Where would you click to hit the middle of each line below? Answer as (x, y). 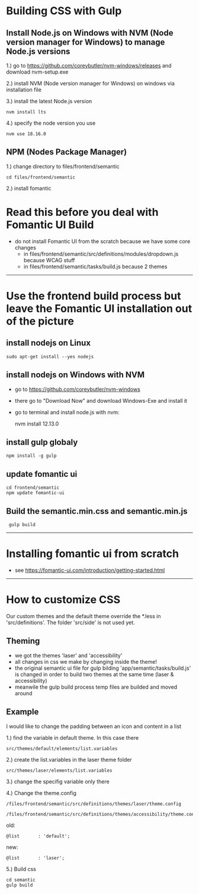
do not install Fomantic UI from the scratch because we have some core (102, 241)
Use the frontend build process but (94, 296)
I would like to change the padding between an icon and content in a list (94, 726)
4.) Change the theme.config (41, 793)
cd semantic (21, 880)
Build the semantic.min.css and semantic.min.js (97, 511)
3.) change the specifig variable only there (58, 781)
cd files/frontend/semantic (41, 177)
